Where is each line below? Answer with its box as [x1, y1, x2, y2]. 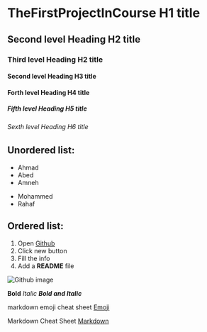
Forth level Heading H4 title [7, 88, 90, 96]
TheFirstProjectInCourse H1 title [7, 5, 201, 21]
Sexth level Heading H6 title [7, 122, 89, 131]
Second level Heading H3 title [7, 72, 97, 81]
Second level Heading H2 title [7, 33, 141, 45]
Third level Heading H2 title [7, 55, 103, 65]
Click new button [17, 246, 67, 255]
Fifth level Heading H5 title [7, 104, 87, 113]
